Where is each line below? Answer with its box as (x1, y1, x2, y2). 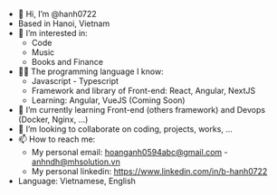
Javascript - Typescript (31, 76, 119, 86)
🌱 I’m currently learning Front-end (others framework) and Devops (17, 105, 265, 115)
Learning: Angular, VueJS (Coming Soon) (31, 95, 186, 106)
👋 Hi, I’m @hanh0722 (17, 9, 97, 19)
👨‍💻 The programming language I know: (17, 66, 165, 77)
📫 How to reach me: (17, 134, 96, 144)
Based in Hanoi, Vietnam (17, 18, 110, 29)
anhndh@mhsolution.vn (31, 156, 120, 167)
